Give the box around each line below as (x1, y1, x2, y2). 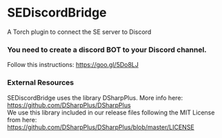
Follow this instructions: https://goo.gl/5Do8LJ (7, 61, 139, 69)
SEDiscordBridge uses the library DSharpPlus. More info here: (7, 93, 183, 101)
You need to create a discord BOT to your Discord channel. (7, 45, 207, 55)
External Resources (7, 78, 74, 88)
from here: (7, 115, 37, 124)
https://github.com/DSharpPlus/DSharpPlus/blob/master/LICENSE (7, 123, 194, 131)
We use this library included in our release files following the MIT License (7, 108, 215, 117)
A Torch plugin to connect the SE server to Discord (7, 28, 152, 36)
